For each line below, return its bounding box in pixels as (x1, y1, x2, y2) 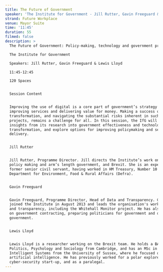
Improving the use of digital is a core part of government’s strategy (9, 105, 158, 109)
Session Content (9, 91, 42, 96)
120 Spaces (9, 78, 32, 83)
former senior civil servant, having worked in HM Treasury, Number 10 (9, 166, 158, 172)
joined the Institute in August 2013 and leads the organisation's (9, 202, 149, 207)
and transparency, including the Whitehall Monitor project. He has (9, 206, 151, 212)
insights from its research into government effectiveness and (9, 123, 140, 127)
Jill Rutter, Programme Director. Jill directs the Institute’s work (9, 158, 153, 163)
